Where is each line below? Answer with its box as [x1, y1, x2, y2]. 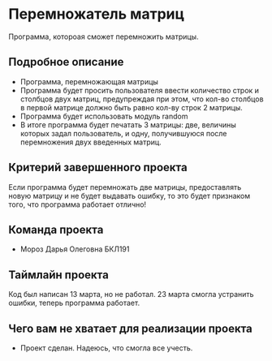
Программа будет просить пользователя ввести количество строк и [19, 85, 260, 95]
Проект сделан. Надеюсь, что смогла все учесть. [19, 343, 193, 353]
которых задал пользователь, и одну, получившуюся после [19, 128, 227, 138]
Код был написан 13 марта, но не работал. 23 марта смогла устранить [8, 290, 254, 299]
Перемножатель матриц [8, 5, 185, 24]
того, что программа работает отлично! [8, 200, 147, 209]
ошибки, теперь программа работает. [8, 298, 140, 308]
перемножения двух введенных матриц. [19, 137, 162, 147]
